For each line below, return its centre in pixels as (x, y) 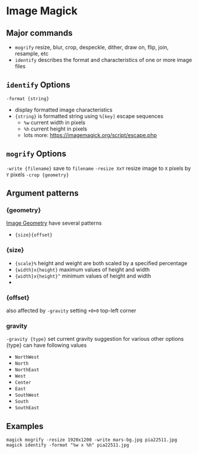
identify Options (38, 85)
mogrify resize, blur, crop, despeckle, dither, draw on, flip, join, (92, 47)
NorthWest (27, 357)
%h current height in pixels (55, 129)
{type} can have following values (47, 345)
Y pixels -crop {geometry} (38, 175)
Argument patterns (43, 193)
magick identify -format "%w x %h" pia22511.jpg (68, 445)
